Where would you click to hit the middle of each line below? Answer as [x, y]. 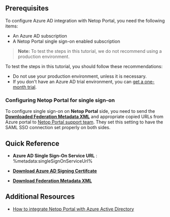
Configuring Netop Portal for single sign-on [60, 100]
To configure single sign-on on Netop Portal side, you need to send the [80, 111]
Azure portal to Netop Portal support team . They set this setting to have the [84, 122]
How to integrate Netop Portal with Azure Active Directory [73, 209]
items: [12, 26]
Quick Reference [32, 144]
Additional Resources [40, 197]
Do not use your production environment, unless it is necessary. [79, 76]
